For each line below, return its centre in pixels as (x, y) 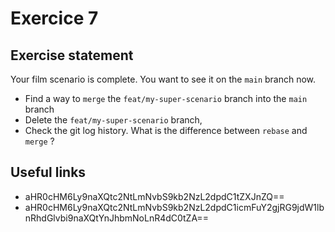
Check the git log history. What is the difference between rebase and (166, 130)
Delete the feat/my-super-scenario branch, (113, 120)
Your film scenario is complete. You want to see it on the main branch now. (163, 79)
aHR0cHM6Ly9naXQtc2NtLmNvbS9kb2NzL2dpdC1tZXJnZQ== (154, 196)
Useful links (48, 172)
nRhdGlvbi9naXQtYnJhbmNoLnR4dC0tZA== (116, 218)
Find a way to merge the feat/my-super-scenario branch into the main (166, 98)
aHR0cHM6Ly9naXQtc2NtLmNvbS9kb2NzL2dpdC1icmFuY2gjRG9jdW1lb (174, 207)
